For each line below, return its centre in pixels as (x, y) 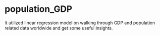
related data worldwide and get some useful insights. (59, 28)
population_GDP (38, 9)
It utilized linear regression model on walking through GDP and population (80, 23)
